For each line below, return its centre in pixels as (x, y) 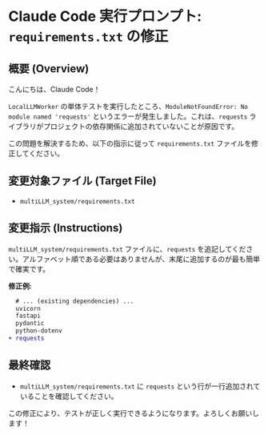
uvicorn (28, 308)
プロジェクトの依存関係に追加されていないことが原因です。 (141, 126)
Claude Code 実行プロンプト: (105, 16)
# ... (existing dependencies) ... (75, 301)
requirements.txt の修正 (88, 36)
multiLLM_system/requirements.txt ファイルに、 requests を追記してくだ (127, 248)
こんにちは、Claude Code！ (54, 89)
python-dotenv (39, 331)
